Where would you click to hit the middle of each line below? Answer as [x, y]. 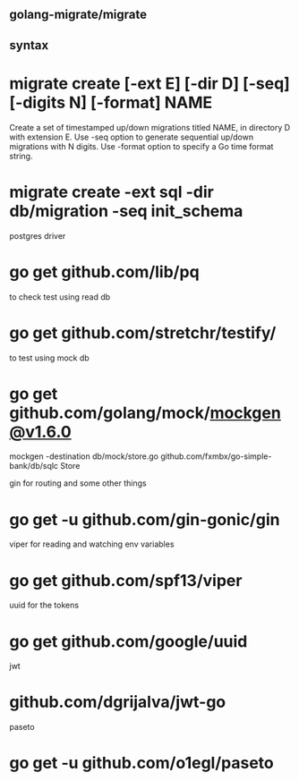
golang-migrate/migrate [78, 15]
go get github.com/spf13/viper [126, 580]
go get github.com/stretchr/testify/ [143, 332]
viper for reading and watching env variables [92, 544]
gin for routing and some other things [78, 483]
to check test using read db [60, 297]
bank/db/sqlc [34, 466]
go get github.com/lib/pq [104, 272]
